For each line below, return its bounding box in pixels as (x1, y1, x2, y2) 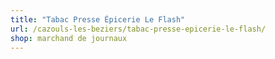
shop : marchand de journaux (10, 33, 128, 43)
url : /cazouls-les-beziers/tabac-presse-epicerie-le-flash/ (10, 24, 267, 34)
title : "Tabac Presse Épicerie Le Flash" (10, 14, 186, 25)
